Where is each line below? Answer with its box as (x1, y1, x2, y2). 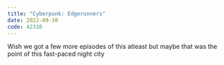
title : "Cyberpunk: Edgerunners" (7, 10, 106, 17)
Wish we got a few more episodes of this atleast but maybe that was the (7, 43, 218, 51)
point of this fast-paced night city (7, 50, 105, 58)
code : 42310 (7, 23, 42, 30)
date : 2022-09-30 (7, 17, 59, 24)
